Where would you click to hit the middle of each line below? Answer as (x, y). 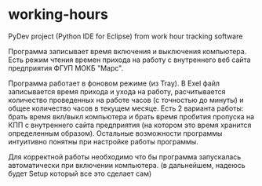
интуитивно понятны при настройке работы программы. (103, 141)
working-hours (58, 15)
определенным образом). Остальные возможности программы (115, 133)
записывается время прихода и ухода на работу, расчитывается (117, 91)
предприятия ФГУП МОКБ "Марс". (66, 67)
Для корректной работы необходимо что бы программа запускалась (125, 157)
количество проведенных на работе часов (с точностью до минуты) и (126, 100)
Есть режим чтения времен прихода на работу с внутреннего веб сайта (129, 60)
